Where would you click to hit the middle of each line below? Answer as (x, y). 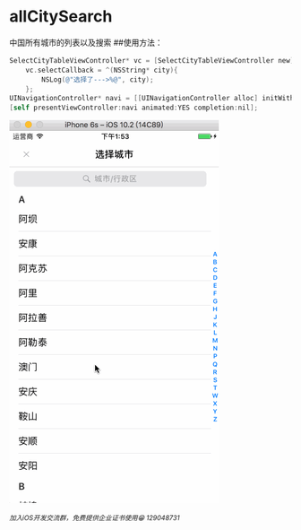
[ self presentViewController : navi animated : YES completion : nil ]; (133, 108)
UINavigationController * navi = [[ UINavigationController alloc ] (133, 99)
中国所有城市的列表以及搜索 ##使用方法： (86, 42)
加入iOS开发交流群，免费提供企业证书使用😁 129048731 (95, 518)
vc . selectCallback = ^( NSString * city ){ (102, 70)
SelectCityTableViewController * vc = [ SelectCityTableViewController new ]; (154, 60)
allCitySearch (61, 17)
